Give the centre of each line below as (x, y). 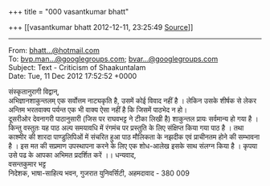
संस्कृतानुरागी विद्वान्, (34, 91)
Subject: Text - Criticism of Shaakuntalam (77, 67)
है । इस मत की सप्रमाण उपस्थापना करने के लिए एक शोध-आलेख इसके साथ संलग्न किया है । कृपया (133, 146)
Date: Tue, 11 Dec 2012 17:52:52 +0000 (73, 76)
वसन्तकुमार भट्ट (27, 164)
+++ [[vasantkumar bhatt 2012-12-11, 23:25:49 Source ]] (101, 27)
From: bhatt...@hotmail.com (54, 50)
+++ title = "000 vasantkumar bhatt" (69, 12)
